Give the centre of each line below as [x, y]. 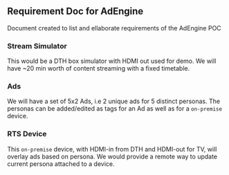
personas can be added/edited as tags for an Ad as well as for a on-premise [115, 109]
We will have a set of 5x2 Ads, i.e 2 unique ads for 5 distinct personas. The [113, 101]
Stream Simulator [37, 46]
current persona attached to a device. [61, 164]
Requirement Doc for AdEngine [75, 11]
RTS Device [27, 134]
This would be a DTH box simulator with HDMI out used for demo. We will [112, 61]
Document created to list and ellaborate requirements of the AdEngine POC [114, 28]
